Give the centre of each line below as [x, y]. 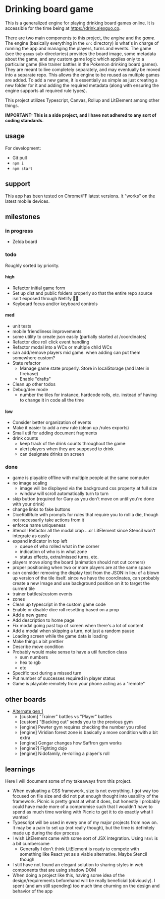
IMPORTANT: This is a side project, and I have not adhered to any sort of [81, 115]
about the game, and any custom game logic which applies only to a [75, 59]
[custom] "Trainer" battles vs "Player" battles [66, 717]
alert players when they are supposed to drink [67, 449]
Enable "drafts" [35, 379]
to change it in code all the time [52, 400]
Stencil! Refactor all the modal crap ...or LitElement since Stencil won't [84, 531]
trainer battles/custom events [42, 594]
